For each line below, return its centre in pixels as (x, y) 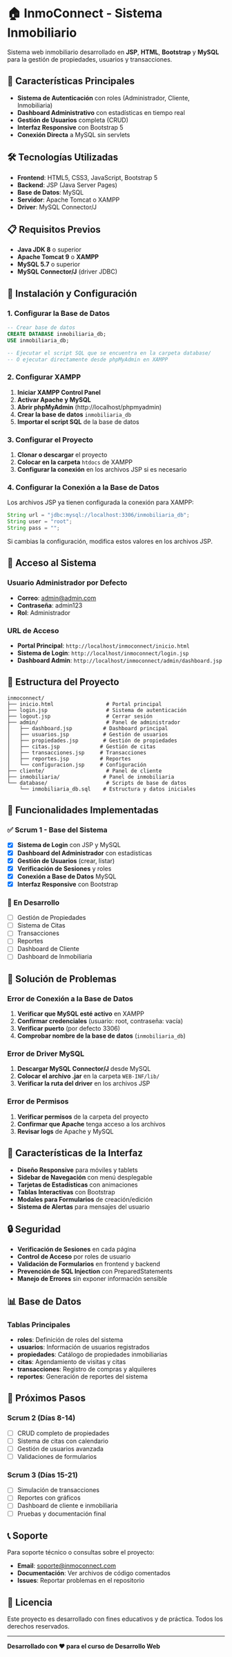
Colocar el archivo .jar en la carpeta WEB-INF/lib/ (88, 1076)
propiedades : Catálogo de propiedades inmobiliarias (92, 1354)
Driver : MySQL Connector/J (57, 207)
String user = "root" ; (40, 522)
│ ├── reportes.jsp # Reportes (69, 759)
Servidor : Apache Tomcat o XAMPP (68, 200)
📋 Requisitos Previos (54, 229)
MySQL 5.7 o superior (49, 265)
